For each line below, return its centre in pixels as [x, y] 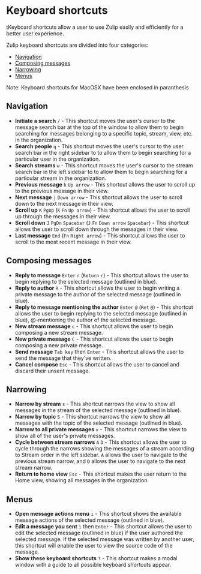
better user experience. [35, 33]
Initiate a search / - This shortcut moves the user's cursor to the [95, 121]
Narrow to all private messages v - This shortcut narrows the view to [101, 429]
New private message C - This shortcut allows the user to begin [94, 339]
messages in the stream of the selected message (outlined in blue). [98, 410]
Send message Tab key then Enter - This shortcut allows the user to [99, 351]
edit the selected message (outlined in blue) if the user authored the [99, 533]
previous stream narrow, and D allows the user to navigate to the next [100, 461]
